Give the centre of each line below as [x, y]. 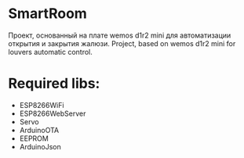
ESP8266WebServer [53, 113]
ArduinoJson [40, 146]
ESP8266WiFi [42, 105]
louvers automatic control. [50, 52]
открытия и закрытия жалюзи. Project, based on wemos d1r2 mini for [122, 43]
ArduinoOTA [39, 130]
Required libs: [54, 84]
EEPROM [34, 138]
